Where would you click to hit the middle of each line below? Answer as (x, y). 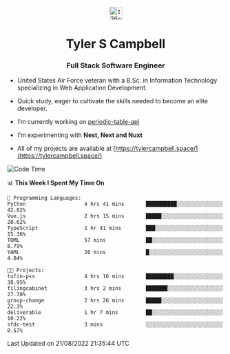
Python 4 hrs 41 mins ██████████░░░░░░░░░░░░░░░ (115, 204)
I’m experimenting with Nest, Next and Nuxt (80, 135)
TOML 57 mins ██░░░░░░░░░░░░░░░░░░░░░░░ (115, 240)
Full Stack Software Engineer (116, 65)
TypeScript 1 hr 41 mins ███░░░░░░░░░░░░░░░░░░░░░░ (115, 228)
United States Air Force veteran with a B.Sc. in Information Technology (117, 81)
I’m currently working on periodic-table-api (78, 122)
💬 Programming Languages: (44, 198)
